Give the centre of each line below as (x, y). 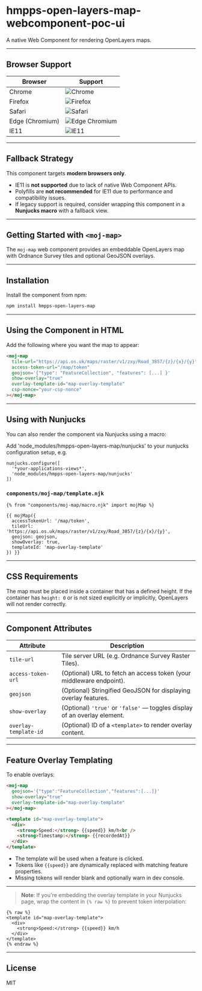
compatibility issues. (40, 198)
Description (127, 645)
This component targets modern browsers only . (66, 173)
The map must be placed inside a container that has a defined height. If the (99, 591)
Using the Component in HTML (65, 330)
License (21, 968)
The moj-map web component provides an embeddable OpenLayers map (95, 249)
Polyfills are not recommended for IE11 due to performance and (94, 191)
